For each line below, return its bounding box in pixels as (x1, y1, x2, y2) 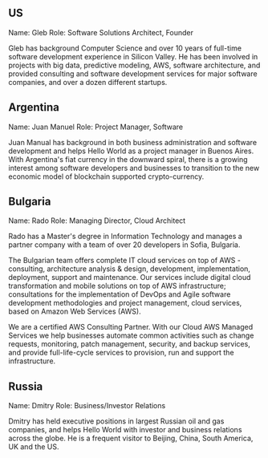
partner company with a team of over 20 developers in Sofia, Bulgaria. (8, 240, 241, 249)
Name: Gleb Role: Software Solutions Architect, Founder (8, 27, 194, 37)
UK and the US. (8, 442, 59, 452)
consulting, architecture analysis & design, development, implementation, (8, 264, 251, 274)
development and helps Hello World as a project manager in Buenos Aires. (8, 146, 254, 156)
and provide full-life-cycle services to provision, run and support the (8, 348, 234, 358)
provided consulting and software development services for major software (8, 68, 258, 79)
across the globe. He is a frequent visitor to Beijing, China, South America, (8, 433, 254, 444)
